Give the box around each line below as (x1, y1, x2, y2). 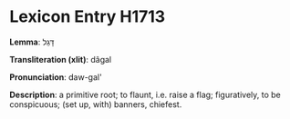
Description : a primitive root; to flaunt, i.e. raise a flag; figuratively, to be (9, 89, 281, 100)
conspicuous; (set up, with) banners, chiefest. (9, 98, 182, 110)
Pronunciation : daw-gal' (9, 71, 102, 83)
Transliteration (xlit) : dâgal (9, 54, 112, 64)
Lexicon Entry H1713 (9, 6, 166, 27)
